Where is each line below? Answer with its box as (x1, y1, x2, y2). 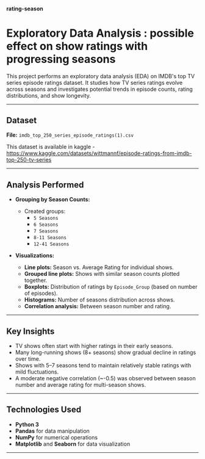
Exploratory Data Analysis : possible (6, 26, 194, 40)
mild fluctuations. (15, 368, 59, 375)
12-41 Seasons (33, 241, 70, 247)
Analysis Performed (6, 179, 84, 190)
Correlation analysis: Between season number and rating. (24, 303, 171, 310)
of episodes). (24, 290, 58, 297)
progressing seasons (6, 52, 116, 66)
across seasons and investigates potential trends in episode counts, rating (6, 85, 193, 93)
